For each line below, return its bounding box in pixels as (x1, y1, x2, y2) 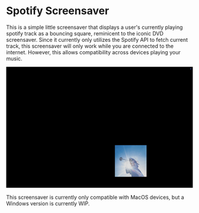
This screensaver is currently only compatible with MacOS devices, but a (6, 194, 185, 201)
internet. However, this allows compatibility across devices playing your (6, 48, 181, 55)
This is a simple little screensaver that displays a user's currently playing (6, 24, 183, 31)
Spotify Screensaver (6, 4, 110, 18)
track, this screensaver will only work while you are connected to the (6, 42, 174, 50)
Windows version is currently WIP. (6, 199, 90, 207)
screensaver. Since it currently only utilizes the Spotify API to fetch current (6, 36, 188, 43)
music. (6, 55, 23, 62)
